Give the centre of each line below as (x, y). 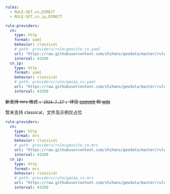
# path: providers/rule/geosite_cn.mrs (56, 145)
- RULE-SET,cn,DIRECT (33, 12)
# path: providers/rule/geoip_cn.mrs (54, 178)
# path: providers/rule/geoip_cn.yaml (55, 82)
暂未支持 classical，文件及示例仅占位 (44, 112)
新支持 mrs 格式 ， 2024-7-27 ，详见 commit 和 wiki (58, 101)
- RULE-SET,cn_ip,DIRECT (36, 17)
